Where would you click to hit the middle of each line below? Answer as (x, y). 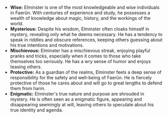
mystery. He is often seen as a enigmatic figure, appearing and (76, 99)
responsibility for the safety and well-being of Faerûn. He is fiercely (81, 78)
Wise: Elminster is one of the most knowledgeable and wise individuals (85, 7)
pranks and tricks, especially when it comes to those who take (75, 56)
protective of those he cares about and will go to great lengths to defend (86, 83)
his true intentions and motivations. (47, 45)
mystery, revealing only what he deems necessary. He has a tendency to (86, 34)
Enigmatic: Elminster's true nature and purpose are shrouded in (77, 94)
